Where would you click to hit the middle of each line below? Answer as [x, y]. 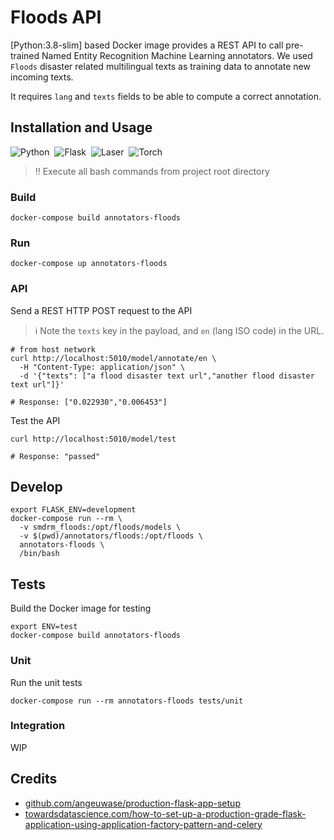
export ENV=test [44, 627]
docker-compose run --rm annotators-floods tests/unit [127, 701]
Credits [34, 779]
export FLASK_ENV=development [73, 510]
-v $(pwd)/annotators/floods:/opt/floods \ [111, 536]
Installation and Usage [81, 127]
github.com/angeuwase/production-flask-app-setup [132, 803]
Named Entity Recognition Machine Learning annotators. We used [177, 55]
